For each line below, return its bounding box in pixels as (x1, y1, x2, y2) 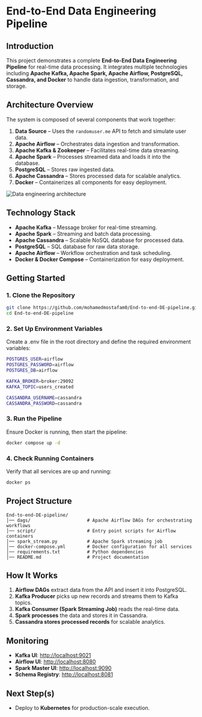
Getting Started (6, 273, 66, 283)
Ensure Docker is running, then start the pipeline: (6, 428, 127, 435)
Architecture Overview (6, 100, 94, 110)
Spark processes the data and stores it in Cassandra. (14, 612, 148, 619)
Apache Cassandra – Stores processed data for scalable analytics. (14, 172, 182, 179)
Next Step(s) (6, 688, 55, 698)
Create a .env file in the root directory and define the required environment (6, 338, 191, 345)
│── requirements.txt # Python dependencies (6, 549, 144, 555)
